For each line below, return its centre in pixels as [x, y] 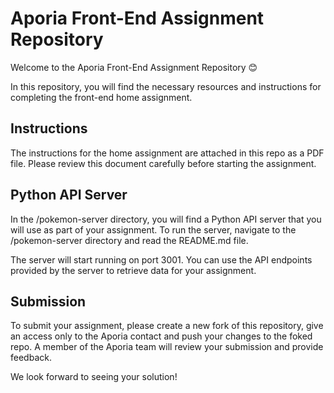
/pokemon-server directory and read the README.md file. [129, 240]
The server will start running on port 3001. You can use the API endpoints [161, 259]
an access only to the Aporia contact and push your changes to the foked [161, 336]
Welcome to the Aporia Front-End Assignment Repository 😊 [134, 67]
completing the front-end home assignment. [101, 97]
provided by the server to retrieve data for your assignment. [133, 270]
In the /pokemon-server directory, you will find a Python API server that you [166, 219]
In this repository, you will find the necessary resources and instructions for [166, 86]
